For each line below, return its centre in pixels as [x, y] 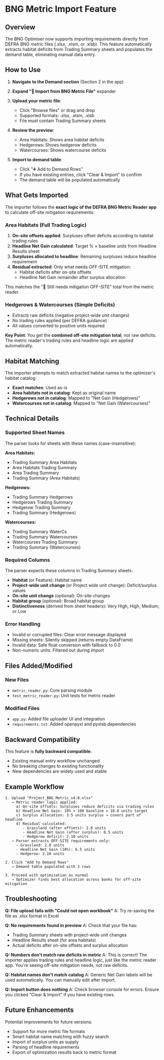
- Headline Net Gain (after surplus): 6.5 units [73, 832]
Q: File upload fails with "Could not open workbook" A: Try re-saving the [80, 910]
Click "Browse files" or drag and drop [57, 110]
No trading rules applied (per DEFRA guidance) [59, 321]
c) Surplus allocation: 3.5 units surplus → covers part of [78, 815]
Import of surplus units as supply [46, 1042]
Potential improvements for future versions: [49, 1022]
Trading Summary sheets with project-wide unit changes [70, 934]
